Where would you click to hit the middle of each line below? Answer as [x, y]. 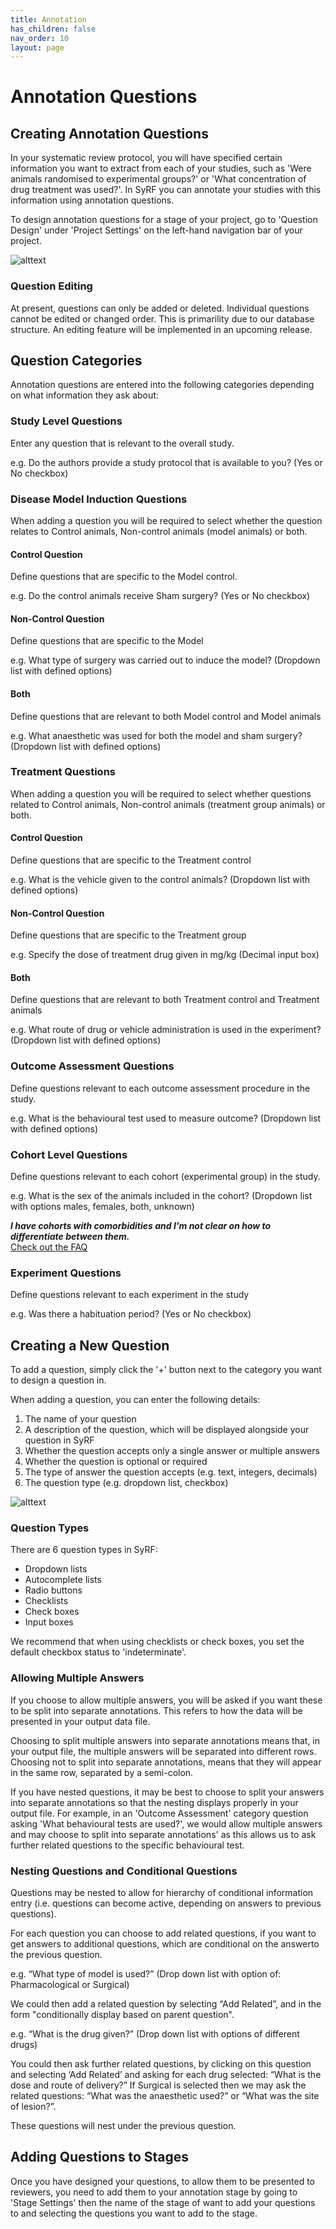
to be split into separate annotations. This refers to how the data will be [156, 1710]
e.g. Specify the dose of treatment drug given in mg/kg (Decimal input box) [165, 955]
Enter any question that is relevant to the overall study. [122, 443]
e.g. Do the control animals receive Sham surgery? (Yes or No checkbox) [160, 596]
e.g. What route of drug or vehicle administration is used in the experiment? [166, 1030]
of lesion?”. [33, 2107]
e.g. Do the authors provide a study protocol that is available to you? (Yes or [166, 462]
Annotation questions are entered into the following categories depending [162, 385]
